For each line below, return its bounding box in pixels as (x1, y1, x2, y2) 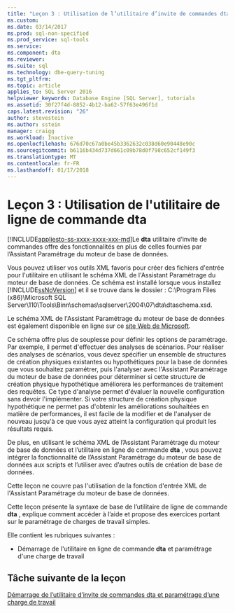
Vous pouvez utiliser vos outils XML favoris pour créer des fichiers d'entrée (7, 263, 225, 272)
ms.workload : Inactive (7, 134, 73, 141)
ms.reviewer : (7, 56, 45, 63)
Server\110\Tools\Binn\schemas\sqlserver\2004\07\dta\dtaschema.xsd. (7, 301, 213, 309)
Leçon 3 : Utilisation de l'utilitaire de (7, 197, 220, 212)
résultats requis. (7, 425, 54, 433)
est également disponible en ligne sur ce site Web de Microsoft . (7, 322, 191, 330)
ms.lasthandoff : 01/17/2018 (7, 166, 90, 174)
